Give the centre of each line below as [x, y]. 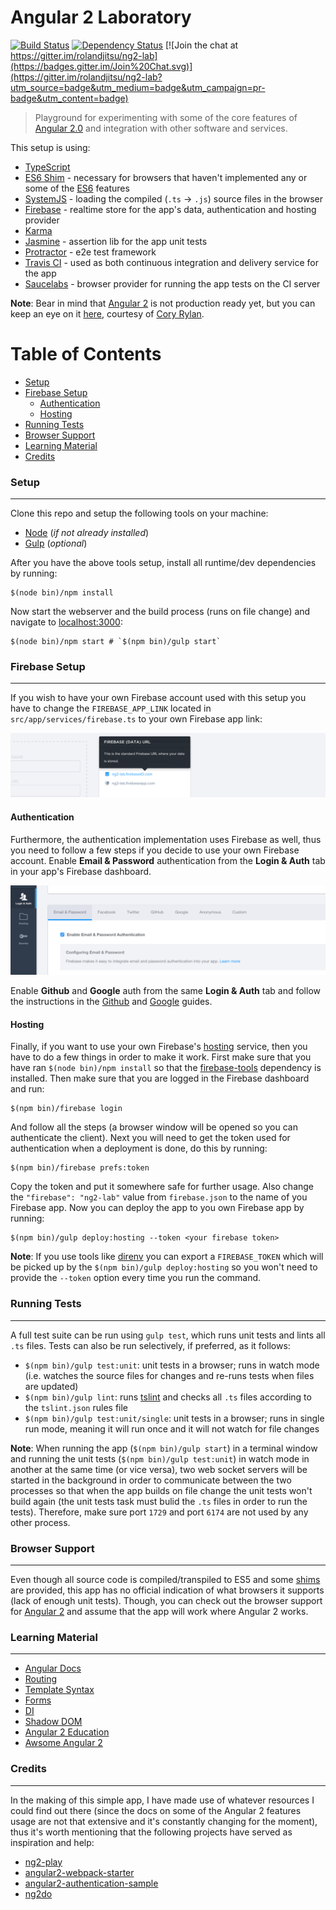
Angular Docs [53, 1668]
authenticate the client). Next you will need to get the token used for [150, 1138]
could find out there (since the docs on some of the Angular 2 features [156, 1810]
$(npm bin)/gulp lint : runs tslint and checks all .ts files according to [168, 1397]
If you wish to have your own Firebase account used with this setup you [158, 698]
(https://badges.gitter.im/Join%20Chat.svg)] [101, 66]
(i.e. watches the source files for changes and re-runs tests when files [169, 1375]
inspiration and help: [52, 1842]
